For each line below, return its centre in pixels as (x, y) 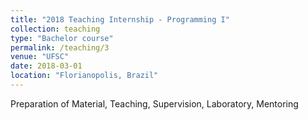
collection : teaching (55, 29)
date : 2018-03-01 (46, 66)
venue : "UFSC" (40, 57)
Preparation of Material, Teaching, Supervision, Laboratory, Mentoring (154, 103)
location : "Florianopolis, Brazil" (84, 76)
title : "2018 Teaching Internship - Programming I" (120, 19)
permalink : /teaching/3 (60, 47)
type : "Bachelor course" (62, 38)
